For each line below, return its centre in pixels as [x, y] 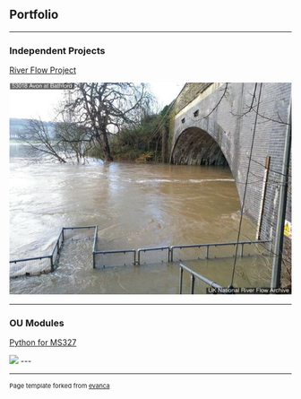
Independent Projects [57, 50]
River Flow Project [43, 70]
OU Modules [37, 323]
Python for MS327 [43, 343]
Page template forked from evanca [60, 386]
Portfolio [34, 15]
